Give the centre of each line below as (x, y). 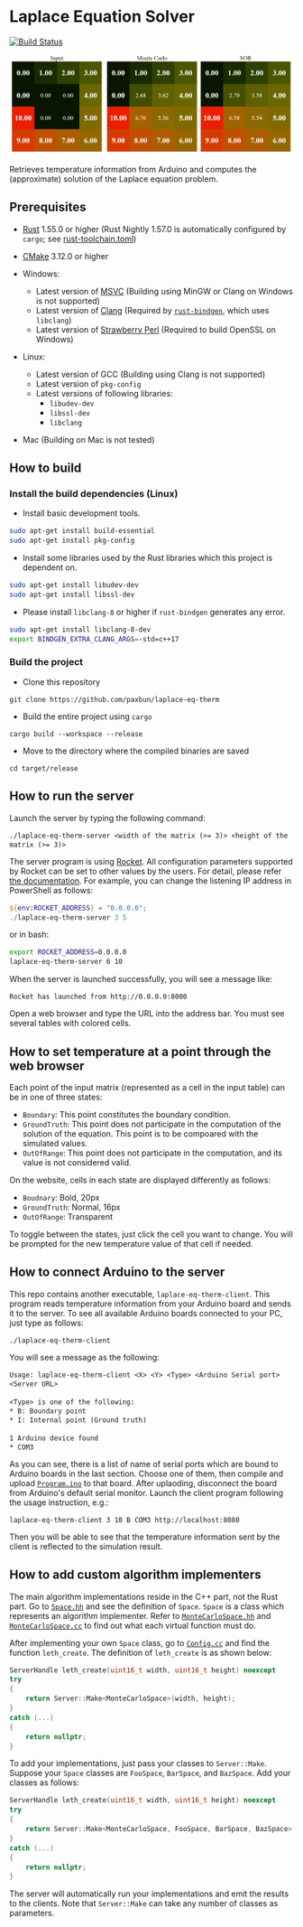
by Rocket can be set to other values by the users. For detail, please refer (146, 871)
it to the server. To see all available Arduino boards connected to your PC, (146, 1313)
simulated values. (55, 1143)
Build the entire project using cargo (87, 716)
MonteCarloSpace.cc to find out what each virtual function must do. (133, 1625)
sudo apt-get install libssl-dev (72, 594)
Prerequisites (48, 207)
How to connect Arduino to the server (117, 1272)
